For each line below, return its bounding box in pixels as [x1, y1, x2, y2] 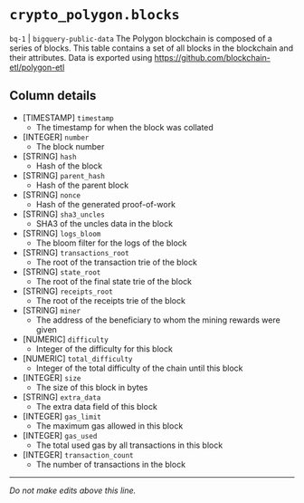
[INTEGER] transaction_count [22, 449, 134, 459]
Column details [9, 88, 97, 103]
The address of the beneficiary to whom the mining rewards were [35, 314, 280, 325]
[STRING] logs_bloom [22, 227, 101, 238]
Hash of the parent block [35, 179, 129, 190]
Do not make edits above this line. [9, 485, 137, 496]
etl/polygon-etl [9, 62, 65, 73]
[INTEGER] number [22, 131, 90, 142]
